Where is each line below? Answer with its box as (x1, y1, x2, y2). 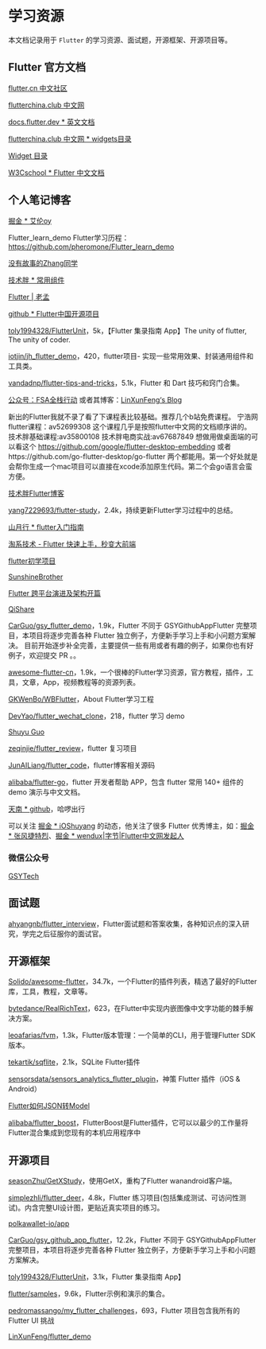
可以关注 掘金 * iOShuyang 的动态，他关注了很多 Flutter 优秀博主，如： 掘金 (8, 821, 255, 830)
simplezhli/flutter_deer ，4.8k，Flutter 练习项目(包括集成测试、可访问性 (8, 1193, 240, 1203)
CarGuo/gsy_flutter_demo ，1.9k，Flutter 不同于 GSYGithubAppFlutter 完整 (8, 620, 250, 630)
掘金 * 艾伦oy (8, 216, 52, 225)
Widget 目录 (8, 150, 48, 160)
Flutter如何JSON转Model (8, 1101, 90, 1110)
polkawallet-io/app (8, 1219, 70, 1229)
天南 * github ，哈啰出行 (8, 804, 86, 814)
